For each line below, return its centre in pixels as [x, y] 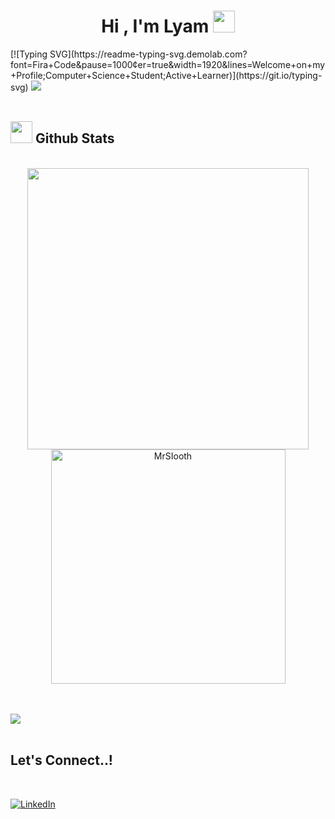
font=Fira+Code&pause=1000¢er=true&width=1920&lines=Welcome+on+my [168, 64]
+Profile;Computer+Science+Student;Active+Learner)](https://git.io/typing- [166, 75]
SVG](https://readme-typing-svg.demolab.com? [148, 54]
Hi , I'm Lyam [155, 26]
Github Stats [74, 138]
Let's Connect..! [61, 760]
